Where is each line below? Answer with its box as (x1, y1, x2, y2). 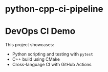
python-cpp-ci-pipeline (5, 3, 104, 15)
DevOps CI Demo (5, 26, 76, 37)
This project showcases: (5, 42, 55, 48)
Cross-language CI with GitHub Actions (12, 62, 92, 68)
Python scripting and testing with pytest (12, 51, 93, 57)
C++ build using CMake (12, 56, 60, 62)
